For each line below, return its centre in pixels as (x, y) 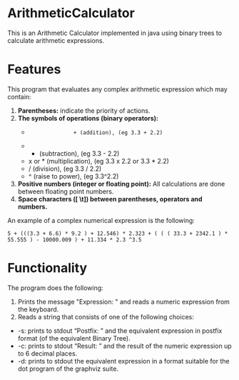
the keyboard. (38, 309)
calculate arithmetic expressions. (56, 40)
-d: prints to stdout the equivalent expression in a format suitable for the (123, 361)
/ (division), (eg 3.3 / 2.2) (65, 169)
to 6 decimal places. (47, 353)
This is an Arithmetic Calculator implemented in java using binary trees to (115, 33)
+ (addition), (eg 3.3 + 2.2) (118, 132)
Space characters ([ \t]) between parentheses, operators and (110, 199)
